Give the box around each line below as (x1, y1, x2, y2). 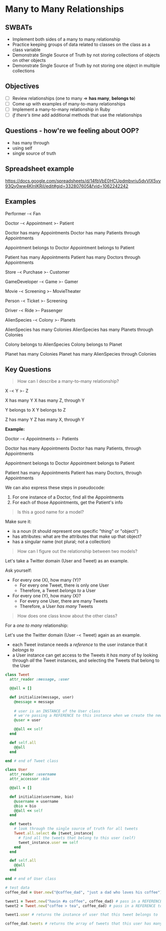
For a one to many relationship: (5, 622, 69, 629)
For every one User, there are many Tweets (19, 598, 108, 604)
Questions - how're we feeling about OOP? (5, 127, 139, 135)
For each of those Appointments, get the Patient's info (12, 500, 123, 506)
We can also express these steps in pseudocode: (5, 485, 105, 491)
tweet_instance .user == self (18, 840, 79, 845)
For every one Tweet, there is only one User (19, 582, 109, 588)
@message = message (14, 699, 54, 704)
